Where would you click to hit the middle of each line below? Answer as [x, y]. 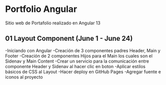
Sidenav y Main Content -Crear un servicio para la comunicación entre [77, 61]
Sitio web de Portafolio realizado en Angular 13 [53, 23]
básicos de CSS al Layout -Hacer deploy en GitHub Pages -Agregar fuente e [83, 72]
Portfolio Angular [41, 9]
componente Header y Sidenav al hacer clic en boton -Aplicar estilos [75, 66]
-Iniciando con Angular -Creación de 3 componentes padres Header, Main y [83, 50]
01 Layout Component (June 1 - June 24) [69, 39]
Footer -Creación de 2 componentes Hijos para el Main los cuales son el [79, 56]
